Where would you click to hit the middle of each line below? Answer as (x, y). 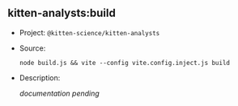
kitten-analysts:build (62, 13)
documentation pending (59, 93)
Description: (40, 77)
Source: (32, 48)
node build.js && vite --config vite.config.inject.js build (125, 63)
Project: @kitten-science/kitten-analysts (89, 32)
